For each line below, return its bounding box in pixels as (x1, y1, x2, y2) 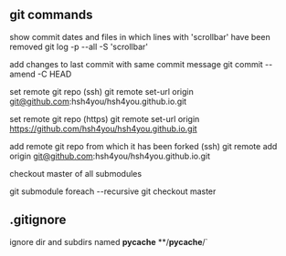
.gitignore (9, 212, 67, 228)
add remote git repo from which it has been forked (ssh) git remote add (9, 140, 278, 151)
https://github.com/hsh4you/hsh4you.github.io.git (9, 123, 198, 134)
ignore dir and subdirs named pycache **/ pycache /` (9, 236, 208, 247)
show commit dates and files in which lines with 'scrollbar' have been (9, 31, 271, 42)
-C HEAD (37, 68, 72, 79)
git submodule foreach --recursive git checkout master (9, 186, 217, 197)
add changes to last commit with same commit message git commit (9, 58, 263, 69)
